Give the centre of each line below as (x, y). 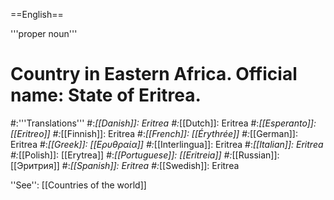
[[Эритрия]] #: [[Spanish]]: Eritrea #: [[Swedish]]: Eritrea (125, 165)
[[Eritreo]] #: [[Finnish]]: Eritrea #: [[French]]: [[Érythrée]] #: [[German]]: (154, 133)
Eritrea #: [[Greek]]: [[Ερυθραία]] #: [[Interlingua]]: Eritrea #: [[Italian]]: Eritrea (167, 144)
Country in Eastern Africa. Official (154, 74)
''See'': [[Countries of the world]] (78, 185)
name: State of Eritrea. (106, 95)
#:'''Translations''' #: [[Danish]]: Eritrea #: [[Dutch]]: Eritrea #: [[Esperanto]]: (163, 123)
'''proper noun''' (44, 33)
